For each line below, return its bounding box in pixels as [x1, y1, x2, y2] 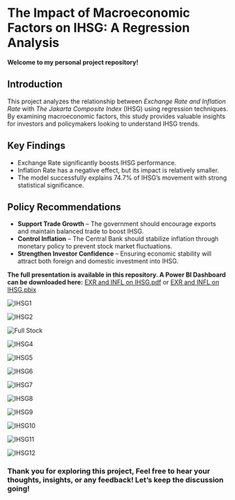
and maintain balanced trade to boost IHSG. [17, 227, 145, 236]
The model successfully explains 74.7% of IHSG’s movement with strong [17, 173, 227, 182]
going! [7, 484, 30, 494]
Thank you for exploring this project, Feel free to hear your [7, 466, 210, 476]
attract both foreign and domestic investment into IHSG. [17, 257, 179, 265]
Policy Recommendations [7, 201, 121, 213]
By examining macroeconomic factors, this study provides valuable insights [7, 112, 226, 120]
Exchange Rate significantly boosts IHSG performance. [17, 158, 177, 166]
